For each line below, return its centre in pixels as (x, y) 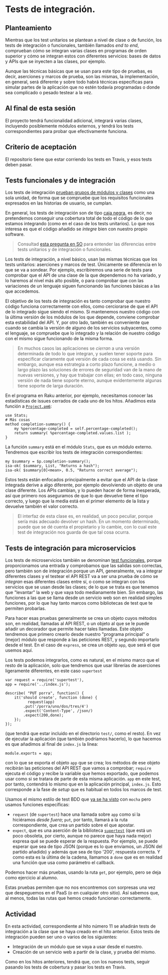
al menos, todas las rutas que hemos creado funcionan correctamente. (78, 898)
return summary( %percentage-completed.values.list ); (73, 433)
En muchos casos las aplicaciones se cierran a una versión (78, 348)
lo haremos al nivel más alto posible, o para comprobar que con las (74, 281)
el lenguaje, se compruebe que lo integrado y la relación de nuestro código (83, 333)
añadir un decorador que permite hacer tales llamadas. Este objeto (74, 629)
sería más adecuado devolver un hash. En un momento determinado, (89, 522)
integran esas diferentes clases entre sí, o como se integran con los (75, 582)
